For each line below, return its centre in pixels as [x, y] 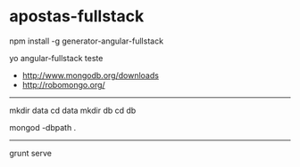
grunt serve [30, 153]
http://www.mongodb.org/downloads [90, 75]
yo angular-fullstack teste [56, 58]
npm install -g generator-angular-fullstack [86, 41]
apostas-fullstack [77, 16]
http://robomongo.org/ [63, 84]
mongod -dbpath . [43, 127]
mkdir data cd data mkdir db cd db [73, 110]
